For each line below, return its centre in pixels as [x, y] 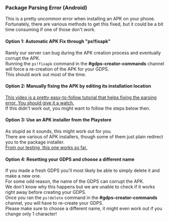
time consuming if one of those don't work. [50, 30]
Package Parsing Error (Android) [46, 8]
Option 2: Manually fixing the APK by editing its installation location [78, 86]
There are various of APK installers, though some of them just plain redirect [84, 136]
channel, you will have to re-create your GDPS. [54, 203]
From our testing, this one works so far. [46, 147]
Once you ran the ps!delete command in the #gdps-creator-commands [81, 198]
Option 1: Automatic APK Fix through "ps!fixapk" [58, 41]
